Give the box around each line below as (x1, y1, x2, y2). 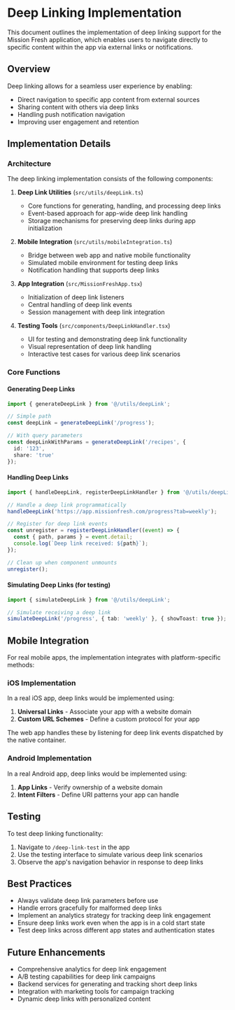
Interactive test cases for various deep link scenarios (27, 350, 180, 358)
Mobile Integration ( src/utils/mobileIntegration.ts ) (17, 238, 173, 246)
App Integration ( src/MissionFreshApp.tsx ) (17, 280, 143, 288)
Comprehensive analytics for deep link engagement (17, 965, 166, 974)
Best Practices (7, 878, 72, 890)
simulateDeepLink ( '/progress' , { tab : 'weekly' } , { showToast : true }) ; (7, 616, 227, 623)
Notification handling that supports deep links (27, 266, 159, 274)
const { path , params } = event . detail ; (13, 534, 133, 541)
